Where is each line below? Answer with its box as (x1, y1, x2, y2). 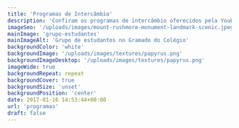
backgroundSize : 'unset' (7, 83, 81, 90)
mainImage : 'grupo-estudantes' (7, 30, 100, 38)
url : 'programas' (7, 103, 59, 110)
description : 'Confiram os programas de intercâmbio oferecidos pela (7, 17, 218, 24)
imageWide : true (7, 63, 55, 70)
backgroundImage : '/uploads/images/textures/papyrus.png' (7, 50, 183, 58)
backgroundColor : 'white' (7, 43, 84, 50)
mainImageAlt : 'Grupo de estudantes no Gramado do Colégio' (7, 37, 190, 44)
